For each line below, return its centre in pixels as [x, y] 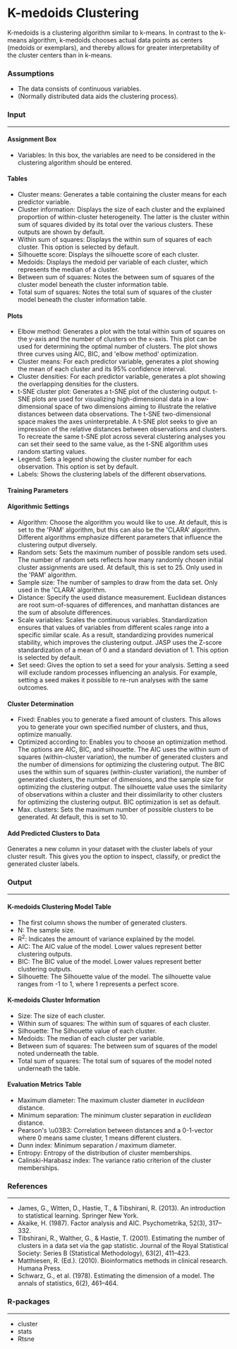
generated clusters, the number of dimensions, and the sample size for [121, 780]
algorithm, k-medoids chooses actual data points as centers [116, 40]
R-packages [29, 1302]
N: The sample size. [46, 930]
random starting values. [52, 452]
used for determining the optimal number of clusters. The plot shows [117, 346]
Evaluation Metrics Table [44, 1085]
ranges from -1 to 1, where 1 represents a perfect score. [98, 983]
